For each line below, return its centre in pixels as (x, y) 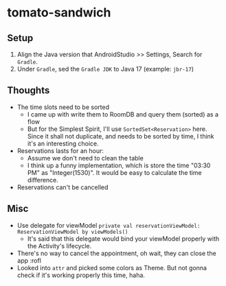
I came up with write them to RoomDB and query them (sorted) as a (123, 114)
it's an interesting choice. (63, 143)
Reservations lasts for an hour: (60, 151)
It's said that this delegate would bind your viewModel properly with (123, 239)
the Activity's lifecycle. (59, 246)
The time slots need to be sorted (63, 107)
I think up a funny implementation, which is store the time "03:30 (119, 165)
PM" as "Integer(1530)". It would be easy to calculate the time (114, 172)
